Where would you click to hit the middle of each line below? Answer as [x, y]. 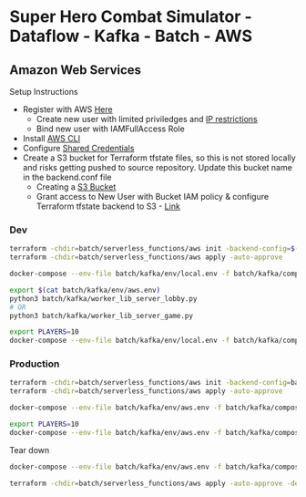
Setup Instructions [44, 92]
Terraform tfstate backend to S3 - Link [108, 206]
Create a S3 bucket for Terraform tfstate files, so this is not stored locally [159, 158]
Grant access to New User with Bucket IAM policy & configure [153, 197]
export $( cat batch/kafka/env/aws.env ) [85, 290]
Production [35, 364]
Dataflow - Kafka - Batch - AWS [131, 36]
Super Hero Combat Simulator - [131, 17]
